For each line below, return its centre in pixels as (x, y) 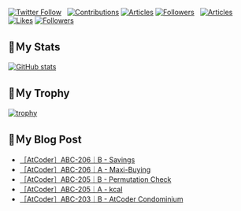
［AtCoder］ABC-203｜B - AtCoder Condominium (101, 199)
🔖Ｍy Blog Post (45, 140)
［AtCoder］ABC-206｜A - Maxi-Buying (85, 170)
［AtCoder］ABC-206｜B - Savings (77, 160)
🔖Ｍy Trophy (39, 93)
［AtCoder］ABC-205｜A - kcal (71, 190)
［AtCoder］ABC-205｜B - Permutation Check (95, 180)
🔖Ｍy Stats (34, 47)
